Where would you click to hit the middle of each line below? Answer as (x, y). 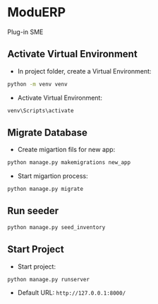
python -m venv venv (38, 84)
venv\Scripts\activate (41, 110)
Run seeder (33, 211)
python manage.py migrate (45, 189)
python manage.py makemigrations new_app (69, 163)
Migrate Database (48, 133)
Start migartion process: (53, 176)
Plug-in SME (25, 32)
